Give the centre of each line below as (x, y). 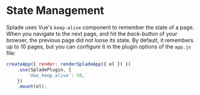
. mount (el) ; (32, 87)
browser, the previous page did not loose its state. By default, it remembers (100, 40)
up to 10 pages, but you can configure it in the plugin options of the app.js (99, 47)
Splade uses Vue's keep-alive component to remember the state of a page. (100, 27)
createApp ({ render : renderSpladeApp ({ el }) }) (69, 64)
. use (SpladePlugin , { (44, 70)
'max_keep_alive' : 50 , (56, 75)
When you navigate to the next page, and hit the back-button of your (92, 33)
